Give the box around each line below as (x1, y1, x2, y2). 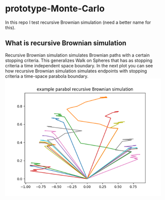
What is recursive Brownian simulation (5, 39, 127, 48)
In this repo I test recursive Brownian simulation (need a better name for (5, 19, 151, 25)
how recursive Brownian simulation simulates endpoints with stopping (5, 68, 147, 74)
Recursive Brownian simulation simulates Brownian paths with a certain (5, 52, 150, 58)
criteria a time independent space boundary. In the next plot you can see (5, 62, 153, 68)
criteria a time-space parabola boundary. (5, 73, 89, 79)
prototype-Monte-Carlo (5, 3, 105, 14)
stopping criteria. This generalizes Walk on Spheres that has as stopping (5, 57, 153, 63)
